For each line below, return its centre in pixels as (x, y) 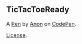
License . (17, 35)
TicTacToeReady (38, 10)
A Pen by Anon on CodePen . (41, 23)
